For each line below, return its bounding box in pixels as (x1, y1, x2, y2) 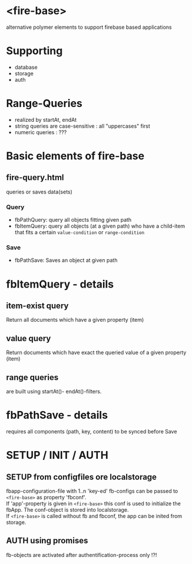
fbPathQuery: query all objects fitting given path (14, 216, 132, 223)
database (14, 64, 38, 71)
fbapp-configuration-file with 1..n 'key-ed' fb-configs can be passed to (6, 487, 178, 495)
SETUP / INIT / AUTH (6, 449, 109, 462)
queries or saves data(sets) (6, 188, 72, 195)
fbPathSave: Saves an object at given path (14, 257, 118, 264)
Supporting (6, 44, 63, 58)
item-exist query (6, 301, 69, 311)
